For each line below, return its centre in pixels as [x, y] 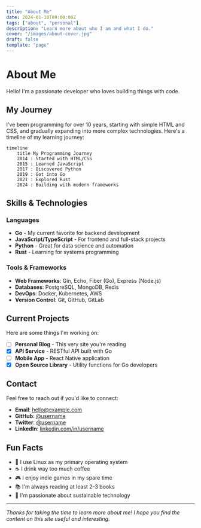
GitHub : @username [40, 416]
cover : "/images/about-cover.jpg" [49, 34]
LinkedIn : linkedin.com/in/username [59, 429]
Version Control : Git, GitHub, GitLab [59, 300]
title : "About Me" [29, 12]
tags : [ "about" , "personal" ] [42, 23]
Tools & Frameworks [36, 268]
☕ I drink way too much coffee [52, 469]
